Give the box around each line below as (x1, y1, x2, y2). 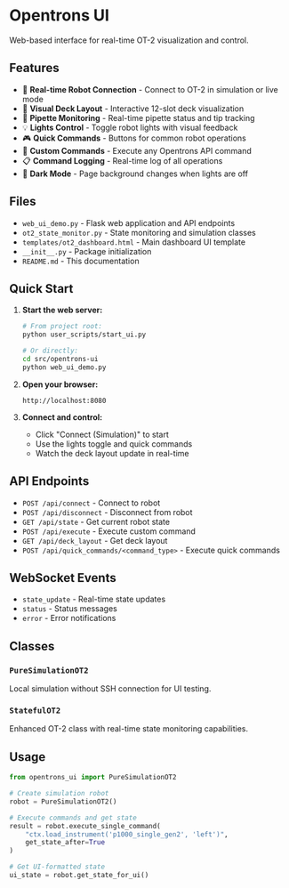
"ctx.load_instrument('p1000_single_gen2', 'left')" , (25, 829, 229, 839)
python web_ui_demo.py (21, 362, 107, 372)
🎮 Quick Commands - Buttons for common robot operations (21, 133, 246, 143)
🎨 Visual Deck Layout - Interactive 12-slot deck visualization (21, 103, 245, 114)
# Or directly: (21, 346, 79, 356)
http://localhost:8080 (21, 396, 107, 405)
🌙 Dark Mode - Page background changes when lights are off (21, 168, 249, 179)
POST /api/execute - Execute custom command (21, 526, 196, 537)
